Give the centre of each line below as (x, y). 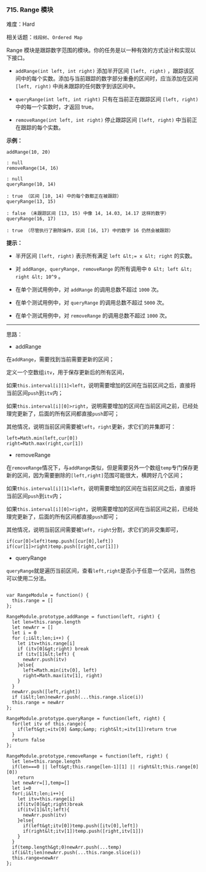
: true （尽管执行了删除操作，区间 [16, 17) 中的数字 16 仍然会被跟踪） (90, 231)
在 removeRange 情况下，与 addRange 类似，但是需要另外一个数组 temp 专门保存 (100, 468)
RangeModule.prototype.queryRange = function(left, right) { (86, 719)
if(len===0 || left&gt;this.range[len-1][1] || (74, 767)
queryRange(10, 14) (31, 184)
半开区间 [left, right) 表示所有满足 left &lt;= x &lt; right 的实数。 (105, 256)
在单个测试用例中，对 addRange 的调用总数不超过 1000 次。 (89, 290)
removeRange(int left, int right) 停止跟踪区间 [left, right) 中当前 (103, 120)
